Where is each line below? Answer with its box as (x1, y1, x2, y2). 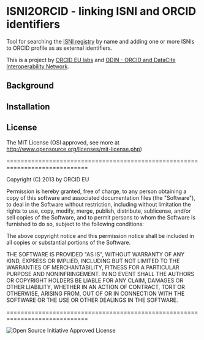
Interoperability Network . (6, 63, 69, 70)
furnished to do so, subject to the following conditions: (6, 220, 144, 227)
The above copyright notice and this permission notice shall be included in (6, 232, 194, 239)
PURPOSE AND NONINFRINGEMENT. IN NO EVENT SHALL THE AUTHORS (6, 270, 195, 277)
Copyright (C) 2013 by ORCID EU (6, 175, 89, 183)
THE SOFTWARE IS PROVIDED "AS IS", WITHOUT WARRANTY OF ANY (6, 250, 185, 258)
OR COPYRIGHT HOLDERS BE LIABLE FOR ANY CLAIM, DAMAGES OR (6, 277, 184, 284)
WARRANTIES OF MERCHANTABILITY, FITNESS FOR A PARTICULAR (6, 263, 179, 271)
